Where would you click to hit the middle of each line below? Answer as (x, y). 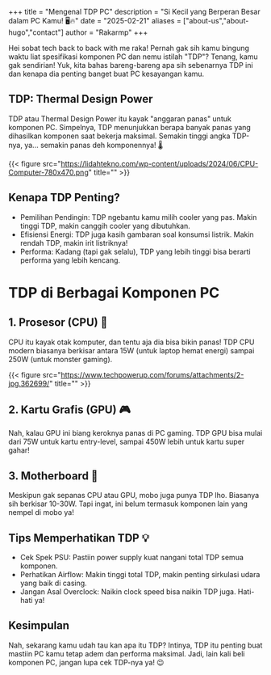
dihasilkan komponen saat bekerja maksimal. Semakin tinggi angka (119, 136)
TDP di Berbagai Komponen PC (114, 292)
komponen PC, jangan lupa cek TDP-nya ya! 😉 (86, 662)
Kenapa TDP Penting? (64, 198)
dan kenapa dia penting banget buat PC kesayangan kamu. (106, 74)
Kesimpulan (39, 626)
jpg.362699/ (29, 383)
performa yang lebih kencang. (70, 260)
